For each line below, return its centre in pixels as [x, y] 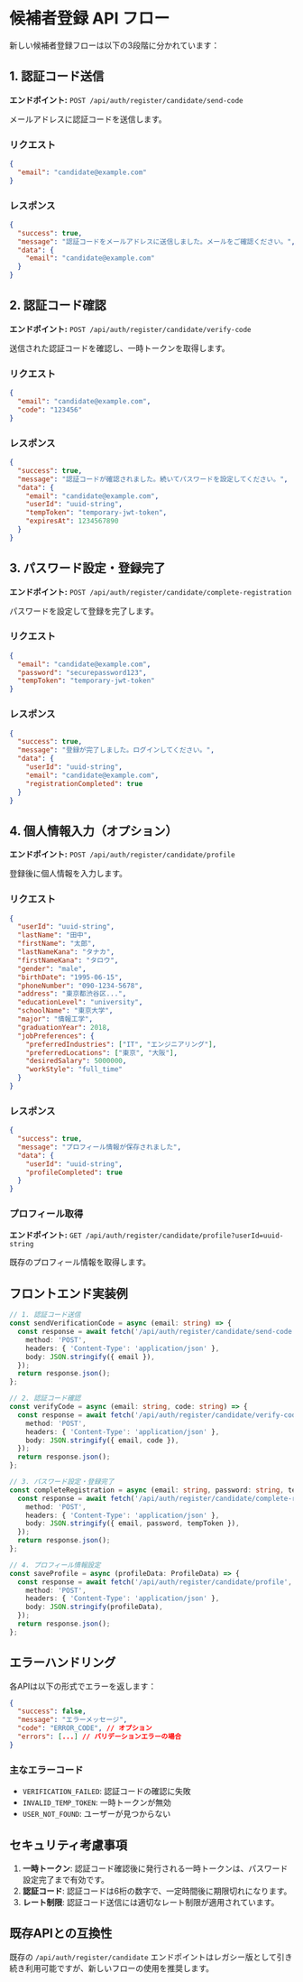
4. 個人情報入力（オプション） [93, 831]
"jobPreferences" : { [56, 1036]
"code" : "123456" [50, 410]
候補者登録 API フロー [90, 19]
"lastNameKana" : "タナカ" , [66, 952]
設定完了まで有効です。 [66, 1879]
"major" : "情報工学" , [55, 1019]
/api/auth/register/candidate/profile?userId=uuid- [184, 1236]
